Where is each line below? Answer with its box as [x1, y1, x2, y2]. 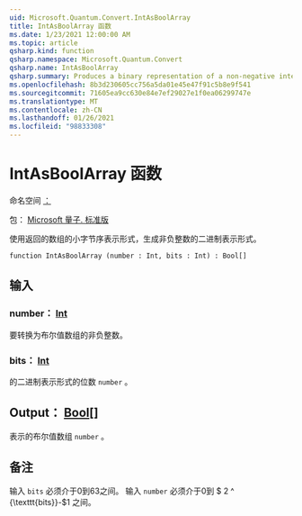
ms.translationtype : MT [9, 96, 99, 106]
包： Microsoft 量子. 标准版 [9, 213, 110, 225]
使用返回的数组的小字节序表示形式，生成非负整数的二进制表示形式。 [9, 233, 262, 244]
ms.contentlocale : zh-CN [9, 105, 102, 114]
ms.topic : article [9, 38, 78, 48]
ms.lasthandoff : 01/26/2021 [9, 113, 115, 122]
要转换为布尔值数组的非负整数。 [9, 330, 128, 340]
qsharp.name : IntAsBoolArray [9, 64, 119, 73]
